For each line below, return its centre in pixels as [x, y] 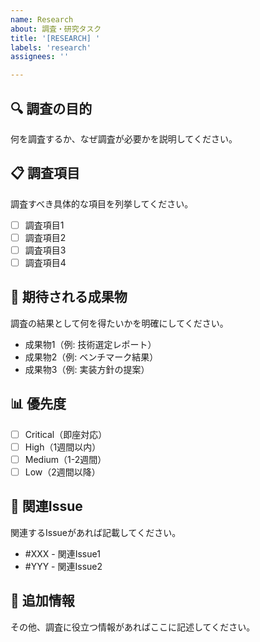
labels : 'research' [51, 47]
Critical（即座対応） [66, 434]
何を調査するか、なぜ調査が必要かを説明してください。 [124, 138]
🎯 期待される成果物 [69, 297]
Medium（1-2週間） [65, 459]
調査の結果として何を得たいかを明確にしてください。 [119, 323]
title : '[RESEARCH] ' [55, 38]
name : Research [42, 19]
